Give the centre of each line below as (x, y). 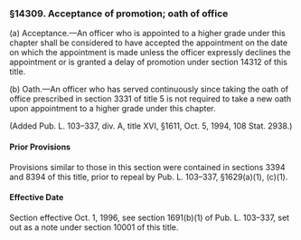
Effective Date (37, 197)
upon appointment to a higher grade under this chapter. (113, 109)
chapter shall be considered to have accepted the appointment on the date (148, 43)
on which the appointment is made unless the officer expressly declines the (150, 53)
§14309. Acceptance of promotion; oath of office (119, 14)
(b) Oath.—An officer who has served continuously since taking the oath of (149, 90)
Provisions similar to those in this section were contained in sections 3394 (147, 167)
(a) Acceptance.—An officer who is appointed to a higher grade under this (148, 34)
